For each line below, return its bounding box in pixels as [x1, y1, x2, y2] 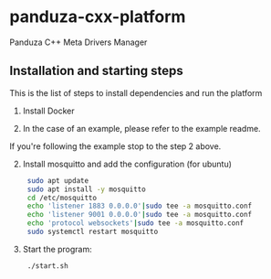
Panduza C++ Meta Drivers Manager [9, 37, 148, 48]
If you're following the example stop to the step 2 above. [9, 140, 222, 152]
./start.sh [26, 261, 68, 271]
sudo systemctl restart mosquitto [26, 227, 159, 236]
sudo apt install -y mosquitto [26, 185, 146, 194]
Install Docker [22, 105, 75, 116]
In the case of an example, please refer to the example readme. [22, 123, 262, 134]
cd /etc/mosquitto [26, 193, 98, 202]
